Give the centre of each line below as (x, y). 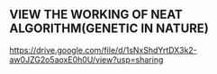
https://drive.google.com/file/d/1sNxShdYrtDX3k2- (104, 50)
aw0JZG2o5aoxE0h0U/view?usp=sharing (86, 59)
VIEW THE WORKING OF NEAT (96, 15)
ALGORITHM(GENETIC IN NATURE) (109, 29)
